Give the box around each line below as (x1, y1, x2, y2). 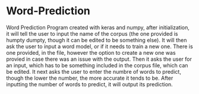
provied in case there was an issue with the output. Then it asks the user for (6, 55, 192, 62)
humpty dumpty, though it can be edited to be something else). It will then (6, 36, 187, 43)
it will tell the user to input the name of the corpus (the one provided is (6, 30, 178, 37)
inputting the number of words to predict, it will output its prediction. (6, 80, 173, 87)
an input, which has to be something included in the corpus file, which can (6, 61, 188, 69)
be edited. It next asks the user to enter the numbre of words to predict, (6, 68, 181, 75)
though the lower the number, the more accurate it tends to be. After (6, 74, 173, 82)
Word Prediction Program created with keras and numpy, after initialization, (6, 24, 190, 31)
